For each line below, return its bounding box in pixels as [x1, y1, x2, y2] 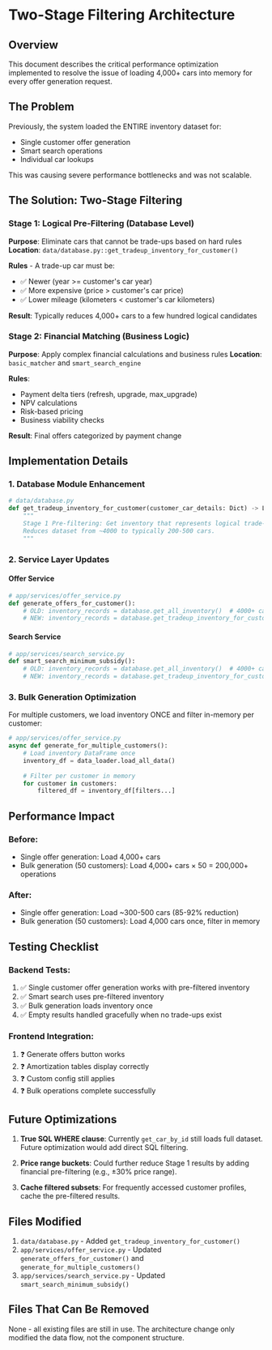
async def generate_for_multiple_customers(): [8, 742, 168, 750]
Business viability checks [19, 415, 105, 424]
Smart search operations [19, 146, 103, 155]
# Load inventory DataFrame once [23, 749, 136, 758]
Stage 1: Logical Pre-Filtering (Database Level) [8, 218, 195, 229]
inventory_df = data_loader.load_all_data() [23, 756, 176, 764]
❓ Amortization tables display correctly [19, 1062, 150, 1071]
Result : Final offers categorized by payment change [8, 431, 182, 441]
